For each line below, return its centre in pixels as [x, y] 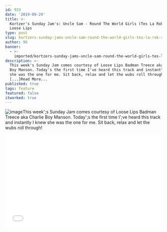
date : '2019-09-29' [25, 14]
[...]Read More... [29, 79]
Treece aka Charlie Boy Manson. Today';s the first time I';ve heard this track [83, 117]
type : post [16, 33]
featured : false [22, 93]
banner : [13, 47]
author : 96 [16, 42]
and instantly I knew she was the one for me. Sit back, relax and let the [78, 122]
